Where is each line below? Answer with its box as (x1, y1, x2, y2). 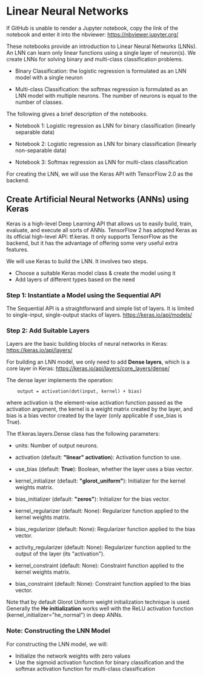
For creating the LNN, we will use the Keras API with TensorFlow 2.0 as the (6, 170, 193, 177)
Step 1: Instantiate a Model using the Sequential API (6, 290, 161, 299)
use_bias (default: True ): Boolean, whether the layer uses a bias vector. (15, 466, 193, 473)
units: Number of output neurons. (15, 442, 99, 449)
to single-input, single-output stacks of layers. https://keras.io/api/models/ (6, 311, 193, 318)
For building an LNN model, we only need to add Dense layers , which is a (6, 359, 190, 366)
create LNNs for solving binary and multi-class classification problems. (6, 55, 184, 63)
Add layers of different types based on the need (15, 275, 135, 283)
